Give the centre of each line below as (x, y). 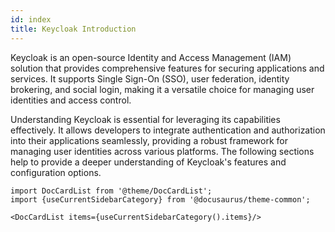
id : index (31, 19)
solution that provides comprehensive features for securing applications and (167, 68)
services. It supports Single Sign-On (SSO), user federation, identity (150, 78)
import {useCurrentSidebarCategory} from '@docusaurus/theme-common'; (160, 199)
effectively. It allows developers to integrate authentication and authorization (168, 130)
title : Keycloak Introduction (73, 29)
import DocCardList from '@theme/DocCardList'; (111, 191)
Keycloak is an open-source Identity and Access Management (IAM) (151, 57)
